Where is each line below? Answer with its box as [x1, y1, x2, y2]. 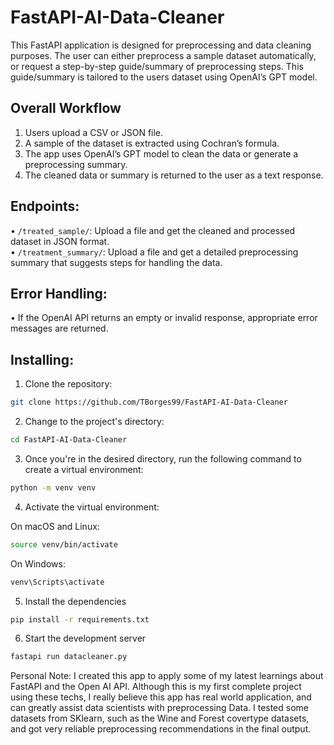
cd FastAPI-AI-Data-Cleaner [10, 435, 128, 445]
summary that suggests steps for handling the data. [10, 256, 223, 268]
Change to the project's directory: [24, 416, 165, 428]
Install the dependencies [24, 595, 127, 607]
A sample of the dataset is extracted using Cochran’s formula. [24, 137, 280, 149]
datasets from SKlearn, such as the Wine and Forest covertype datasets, [10, 712, 310, 725]
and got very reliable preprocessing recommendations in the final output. [10, 723, 312, 735]
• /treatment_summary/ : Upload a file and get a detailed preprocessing [10, 246, 299, 258]
